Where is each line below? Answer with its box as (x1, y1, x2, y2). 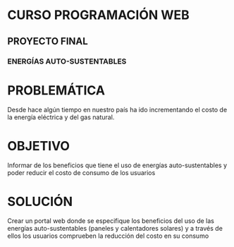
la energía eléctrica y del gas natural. (7, 113, 115, 121)
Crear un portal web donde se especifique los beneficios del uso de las (7, 217, 215, 225)
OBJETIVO (7, 138, 70, 154)
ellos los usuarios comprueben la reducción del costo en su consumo (7, 231, 209, 240)
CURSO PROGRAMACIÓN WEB (7, 7, 190, 23)
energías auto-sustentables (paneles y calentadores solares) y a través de (7, 224, 223, 233)
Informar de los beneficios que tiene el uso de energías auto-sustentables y (7, 161, 228, 169)
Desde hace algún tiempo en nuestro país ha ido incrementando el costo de (7, 106, 228, 114)
